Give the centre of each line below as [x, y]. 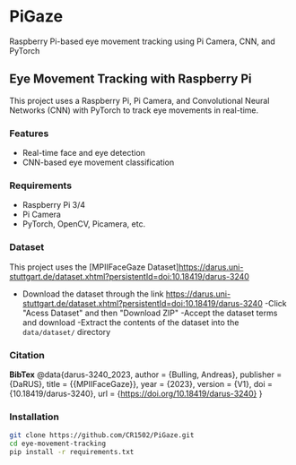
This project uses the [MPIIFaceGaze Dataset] [94, 267]
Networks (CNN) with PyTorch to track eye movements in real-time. [134, 110]
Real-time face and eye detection [84, 153]
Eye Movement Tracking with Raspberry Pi [131, 79]
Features [29, 133]
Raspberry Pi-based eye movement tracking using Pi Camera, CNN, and [142, 41]
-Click [275, 303]
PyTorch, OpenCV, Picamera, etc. [84, 224]
